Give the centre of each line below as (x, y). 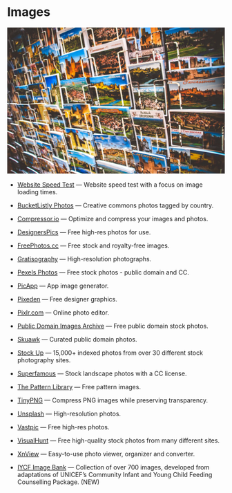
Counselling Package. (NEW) (58, 482)
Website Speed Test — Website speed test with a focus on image (110, 185)
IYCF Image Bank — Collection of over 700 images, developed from (113, 467)
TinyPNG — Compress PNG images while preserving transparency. (113, 400)
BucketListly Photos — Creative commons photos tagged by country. (115, 205)
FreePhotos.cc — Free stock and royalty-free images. (93, 245)
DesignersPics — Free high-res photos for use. (84, 232)
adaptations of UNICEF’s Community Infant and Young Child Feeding (115, 475)
